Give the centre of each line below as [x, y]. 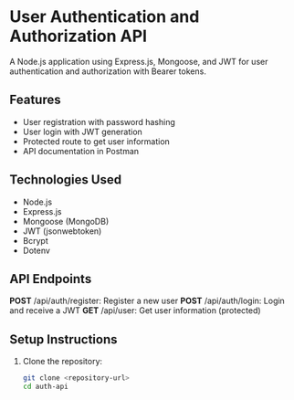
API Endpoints [51, 279]
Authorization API [79, 36]
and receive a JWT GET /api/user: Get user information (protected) [136, 311]
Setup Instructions [63, 339]
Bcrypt [35, 240]
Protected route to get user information [96, 141]
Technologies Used [65, 180]
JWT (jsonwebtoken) [62, 231]
